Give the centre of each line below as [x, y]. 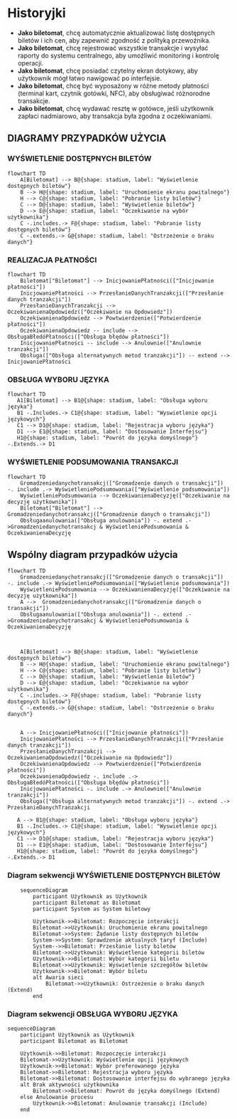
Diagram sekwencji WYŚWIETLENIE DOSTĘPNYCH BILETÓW [114, 876]
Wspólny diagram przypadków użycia [93, 554]
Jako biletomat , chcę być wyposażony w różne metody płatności [113, 85]
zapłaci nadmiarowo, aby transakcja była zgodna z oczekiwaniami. [115, 116]
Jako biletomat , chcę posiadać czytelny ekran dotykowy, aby [108, 70]
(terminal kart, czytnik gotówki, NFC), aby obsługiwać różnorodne [114, 93]
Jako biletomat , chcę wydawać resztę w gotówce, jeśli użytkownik [116, 108]
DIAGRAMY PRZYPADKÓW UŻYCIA [87, 138]
